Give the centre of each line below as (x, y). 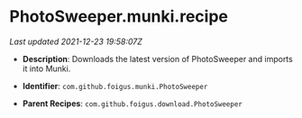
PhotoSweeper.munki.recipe (119, 17)
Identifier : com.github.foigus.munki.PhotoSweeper (115, 86)
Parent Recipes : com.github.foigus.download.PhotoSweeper (133, 103)
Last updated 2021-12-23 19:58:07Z (76, 41)
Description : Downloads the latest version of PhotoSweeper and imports (157, 59)
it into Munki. (46, 68)
